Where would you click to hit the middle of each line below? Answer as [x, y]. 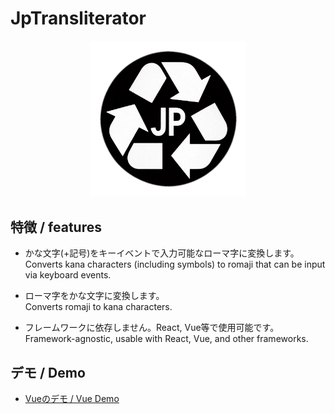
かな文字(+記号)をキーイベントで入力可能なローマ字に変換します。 [162, 253]
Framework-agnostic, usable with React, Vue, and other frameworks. [166, 339]
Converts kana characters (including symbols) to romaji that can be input [175, 264]
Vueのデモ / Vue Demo [72, 398]
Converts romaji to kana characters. [98, 307]
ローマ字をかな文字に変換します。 [94, 296]
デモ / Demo [48, 372]
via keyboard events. [68, 275]
